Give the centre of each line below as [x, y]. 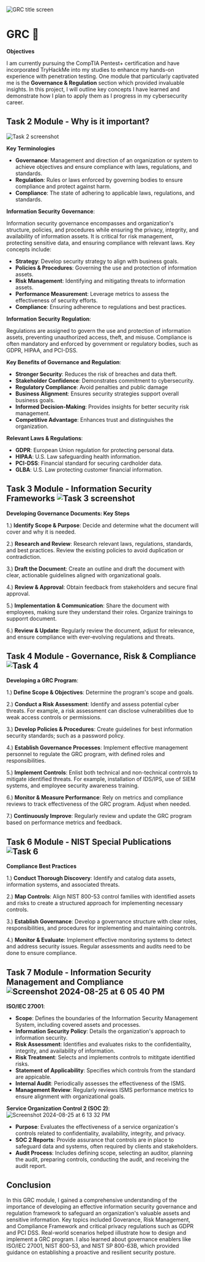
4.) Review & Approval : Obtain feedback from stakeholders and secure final [102, 587]
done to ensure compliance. [42, 953]
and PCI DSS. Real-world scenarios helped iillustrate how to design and [96, 1233]
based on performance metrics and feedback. [64, 822]
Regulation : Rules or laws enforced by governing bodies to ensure [99, 180]
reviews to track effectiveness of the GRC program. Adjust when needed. [99, 804]
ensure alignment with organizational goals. [70, 1096]
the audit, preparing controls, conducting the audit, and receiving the [102, 1159]
